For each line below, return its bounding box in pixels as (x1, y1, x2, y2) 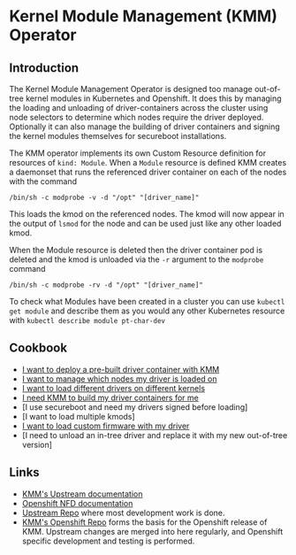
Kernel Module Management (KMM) (9, 6, 278, 27)
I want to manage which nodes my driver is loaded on (21, 374, 217, 384)
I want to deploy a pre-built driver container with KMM (21, 364, 220, 374)
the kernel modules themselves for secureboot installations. (9, 131, 227, 141)
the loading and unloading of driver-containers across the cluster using (9, 103, 269, 112)
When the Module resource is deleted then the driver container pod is (9, 245, 263, 255)
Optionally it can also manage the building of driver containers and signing (9, 121, 280, 132)
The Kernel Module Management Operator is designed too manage (9, 84, 254, 94)
